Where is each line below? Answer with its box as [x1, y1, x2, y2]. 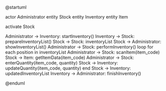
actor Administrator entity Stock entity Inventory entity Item [5, 14, 128, 19]
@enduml [5, 80, 25, 86]
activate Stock [5, 23, 35, 29]
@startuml [5, 4, 27, 10]
